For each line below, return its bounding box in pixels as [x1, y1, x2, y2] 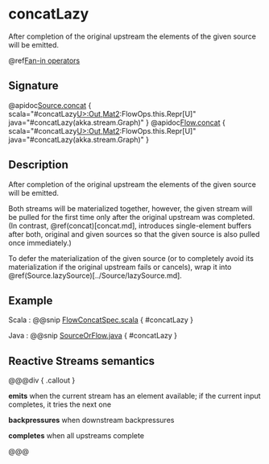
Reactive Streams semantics [8, 354, 155, 367]
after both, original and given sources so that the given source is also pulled [8, 229, 260, 238]
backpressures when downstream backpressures [8, 416, 175, 425]
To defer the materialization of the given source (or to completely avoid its [8, 253, 254, 263]
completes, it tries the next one [8, 400, 111, 409]
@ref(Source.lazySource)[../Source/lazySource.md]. [8, 271, 183, 280]
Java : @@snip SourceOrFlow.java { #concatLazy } [8, 331, 178, 341]
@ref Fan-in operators [8, 56, 81, 65]
